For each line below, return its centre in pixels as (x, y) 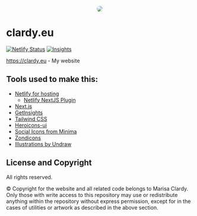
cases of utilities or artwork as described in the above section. (82, 207)
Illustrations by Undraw (43, 144)
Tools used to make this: (52, 79)
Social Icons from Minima (46, 131)
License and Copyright (49, 163)
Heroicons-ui (31, 125)
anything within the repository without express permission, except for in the (99, 201)
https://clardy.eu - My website (43, 61)
